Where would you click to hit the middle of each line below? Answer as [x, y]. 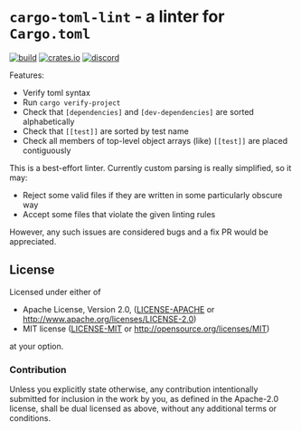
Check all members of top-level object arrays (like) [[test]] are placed [155, 140]
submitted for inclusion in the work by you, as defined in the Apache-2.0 [144, 399]
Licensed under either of [55, 292]
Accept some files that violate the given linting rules [119, 214]
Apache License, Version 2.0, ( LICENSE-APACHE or [118, 309]
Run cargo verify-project [71, 102]
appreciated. [33, 241]
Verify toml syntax [56, 92]
